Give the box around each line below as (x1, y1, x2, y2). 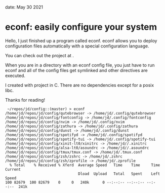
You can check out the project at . (5, 52, 74, 58)
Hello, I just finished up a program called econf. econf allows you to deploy (5, 38, 157, 43)
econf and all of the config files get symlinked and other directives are (5, 67, 148, 73)
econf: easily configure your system (5, 22, 157, 33)
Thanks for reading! (5, 97, 45, 103)
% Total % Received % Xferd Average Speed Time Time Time (9, 162, 161, 167)
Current (5, 167, 21, 172)
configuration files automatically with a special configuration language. (5, 43, 149, 49)
